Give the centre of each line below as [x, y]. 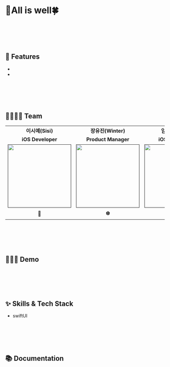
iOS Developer [39, 139]
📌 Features [23, 57]
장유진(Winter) [108, 131]
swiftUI [20, 316]
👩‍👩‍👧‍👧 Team [24, 116]
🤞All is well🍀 [32, 10]
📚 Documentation [35, 358]
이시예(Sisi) [39, 131]
